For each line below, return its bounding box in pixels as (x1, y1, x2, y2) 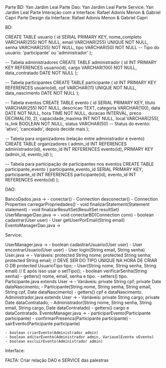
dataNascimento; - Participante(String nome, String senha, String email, (5, 284, 152, 290)
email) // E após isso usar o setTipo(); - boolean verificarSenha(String (5, 268, 147, 274)
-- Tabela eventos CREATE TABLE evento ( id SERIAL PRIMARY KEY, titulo (5, 100, 156, 106)
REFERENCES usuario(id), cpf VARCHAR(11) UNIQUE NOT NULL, (5, 85, 137, 91)
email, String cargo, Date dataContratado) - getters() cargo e (5, 305, 129, 310)
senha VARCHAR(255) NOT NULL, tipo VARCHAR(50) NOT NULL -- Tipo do (5, 45, 160, 50)
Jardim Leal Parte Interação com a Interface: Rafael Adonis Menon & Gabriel (5, 9, 161, 15)
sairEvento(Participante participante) (5, 321, 80, 326)
